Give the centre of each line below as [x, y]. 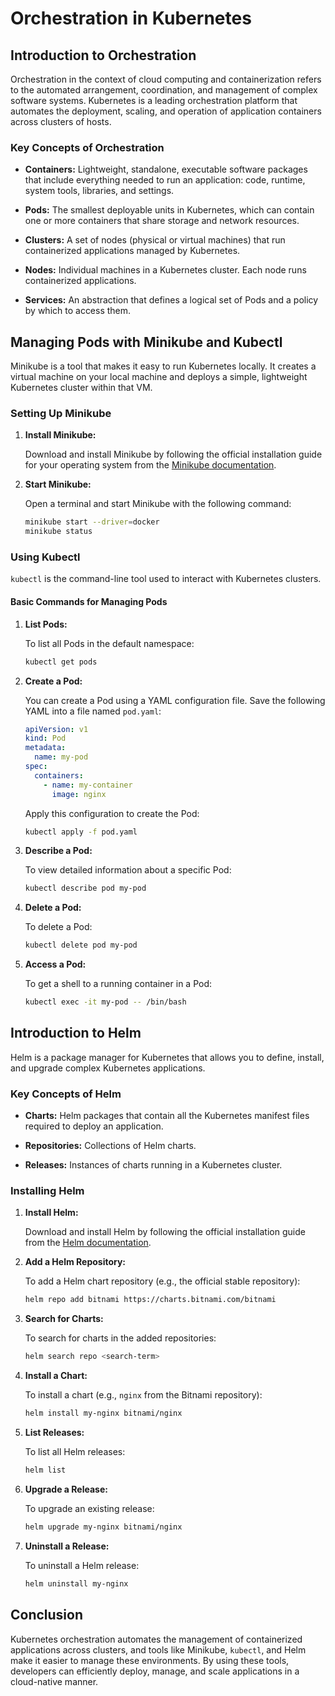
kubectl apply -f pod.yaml [81, 832]
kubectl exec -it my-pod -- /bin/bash [105, 1002]
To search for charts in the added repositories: [120, 1338]
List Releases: [54, 1433]
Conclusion [47, 1615]
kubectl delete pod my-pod [81, 945]
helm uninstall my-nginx [76, 1583]
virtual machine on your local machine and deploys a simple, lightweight [159, 377]
